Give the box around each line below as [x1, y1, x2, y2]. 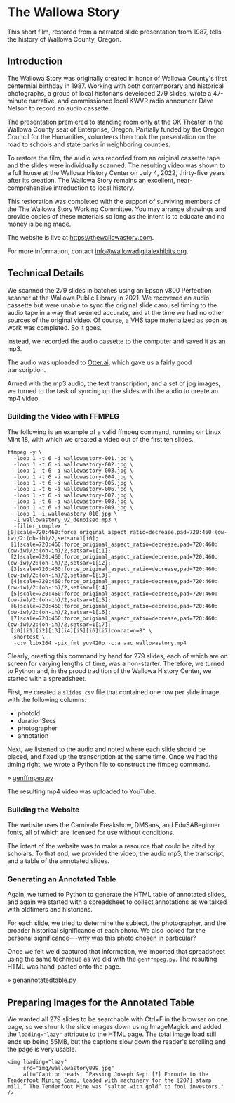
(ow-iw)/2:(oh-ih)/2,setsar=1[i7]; [7, 620, 112, 628]
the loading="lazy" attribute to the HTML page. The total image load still [7, 1030, 217, 1038]
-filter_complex [13, 522, 61, 530]
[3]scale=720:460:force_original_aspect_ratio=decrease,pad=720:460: [10, 566, 218, 573]
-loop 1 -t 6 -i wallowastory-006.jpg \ [13, 485, 133, 492]
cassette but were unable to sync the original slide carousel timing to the [7, 300, 217, 310]
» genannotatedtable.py [7, 976, 76, 985]
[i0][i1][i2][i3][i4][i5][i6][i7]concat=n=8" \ [10, 627, 152, 634]
